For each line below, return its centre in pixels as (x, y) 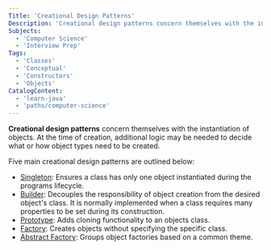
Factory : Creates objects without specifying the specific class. (124, 229)
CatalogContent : (35, 91)
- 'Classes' (36, 61)
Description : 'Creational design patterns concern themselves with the (131, 23)
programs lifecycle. (52, 185)
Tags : (17, 53)
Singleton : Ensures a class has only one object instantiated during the (135, 177)
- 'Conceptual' (41, 69)
